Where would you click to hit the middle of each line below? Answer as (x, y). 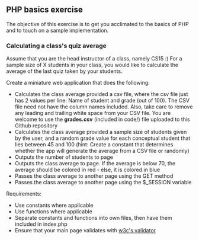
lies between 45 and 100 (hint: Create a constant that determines (94, 145)
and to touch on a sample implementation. (57, 30)
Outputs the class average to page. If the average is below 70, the (95, 164)
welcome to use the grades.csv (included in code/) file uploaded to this (102, 119)
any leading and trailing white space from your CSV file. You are (93, 113)
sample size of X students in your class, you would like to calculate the (92, 65)
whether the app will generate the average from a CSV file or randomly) (102, 151)
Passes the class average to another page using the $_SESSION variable (103, 183)
